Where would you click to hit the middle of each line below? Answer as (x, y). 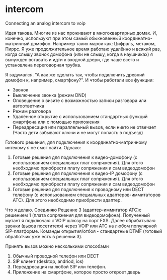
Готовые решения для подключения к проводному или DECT (78, 189)
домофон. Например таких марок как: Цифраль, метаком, (93, 43)
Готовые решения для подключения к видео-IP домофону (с (77, 173)
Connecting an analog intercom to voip (46, 23)
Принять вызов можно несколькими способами (57, 246)
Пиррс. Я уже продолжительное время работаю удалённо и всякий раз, (83, 49)
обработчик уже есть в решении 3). (44, 236)
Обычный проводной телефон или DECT (56, 256)
